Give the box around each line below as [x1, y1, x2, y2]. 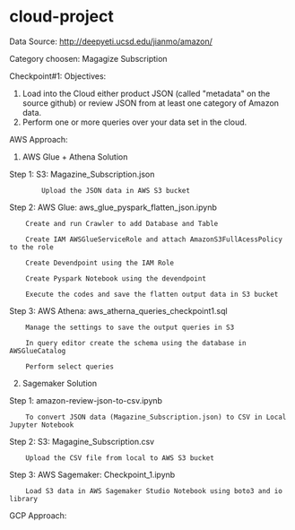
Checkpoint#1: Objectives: [9, 70, 107, 82]
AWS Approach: [9, 134, 69, 144]
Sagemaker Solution [22, 378, 97, 388]
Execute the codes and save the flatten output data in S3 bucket [25, 290, 279, 299]
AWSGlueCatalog [9, 346, 66, 355]
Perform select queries [25, 361, 115, 371]
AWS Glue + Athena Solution [22, 151, 128, 162]
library [9, 494, 39, 503]
